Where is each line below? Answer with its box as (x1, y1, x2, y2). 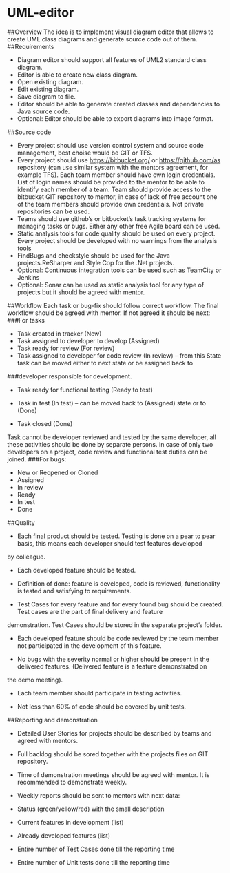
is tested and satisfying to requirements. (17, 586, 132, 595)
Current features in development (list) (17, 818, 124, 826)
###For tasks (7, 316, 45, 324)
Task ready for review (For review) (17, 344, 115, 352)
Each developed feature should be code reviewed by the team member (17, 634, 219, 642)
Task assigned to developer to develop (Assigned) (17, 336, 160, 345)
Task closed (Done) (17, 419, 73, 428)
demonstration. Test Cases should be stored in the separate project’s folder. (7, 620, 222, 629)
